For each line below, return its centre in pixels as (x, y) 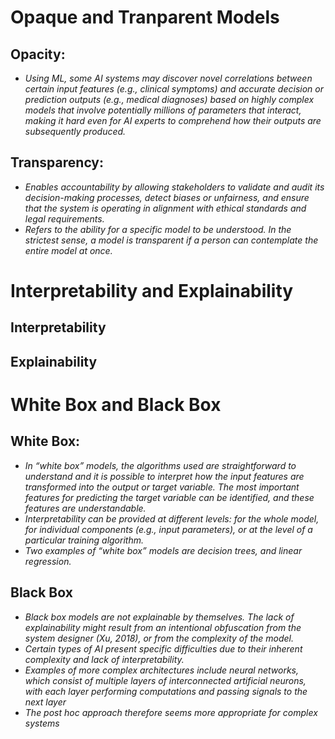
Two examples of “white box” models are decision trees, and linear (163, 550)
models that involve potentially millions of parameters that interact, (163, 110)
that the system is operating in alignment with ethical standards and (165, 208)
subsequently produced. (75, 131)
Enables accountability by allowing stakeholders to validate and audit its (174, 187)
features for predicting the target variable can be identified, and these (169, 497)
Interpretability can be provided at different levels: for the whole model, (172, 518)
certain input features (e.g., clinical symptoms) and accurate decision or (174, 89)
